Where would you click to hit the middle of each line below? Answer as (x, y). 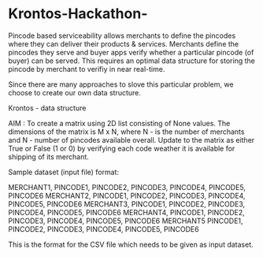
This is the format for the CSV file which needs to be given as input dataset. (131, 244)
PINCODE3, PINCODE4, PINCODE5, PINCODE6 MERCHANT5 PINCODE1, (126, 221)
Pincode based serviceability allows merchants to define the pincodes (122, 35)
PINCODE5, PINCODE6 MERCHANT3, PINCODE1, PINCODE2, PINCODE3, (127, 204)
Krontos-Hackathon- (78, 14)
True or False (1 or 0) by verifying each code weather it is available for (122, 148)
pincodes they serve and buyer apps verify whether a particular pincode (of (131, 52)
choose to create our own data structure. (75, 92)
